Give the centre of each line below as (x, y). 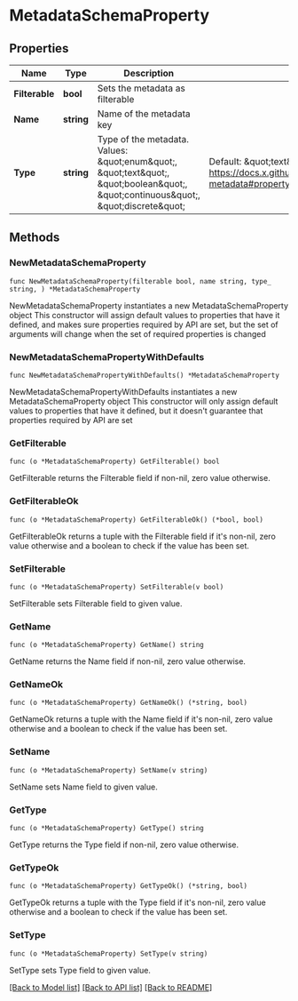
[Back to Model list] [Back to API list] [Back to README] (111, 987)
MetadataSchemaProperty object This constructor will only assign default (144, 401)
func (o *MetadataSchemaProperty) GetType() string (106, 829)
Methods (35, 238)
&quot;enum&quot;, (137, 161)
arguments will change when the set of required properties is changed (137, 333)
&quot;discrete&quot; (141, 206)
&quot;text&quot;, (133, 172)
